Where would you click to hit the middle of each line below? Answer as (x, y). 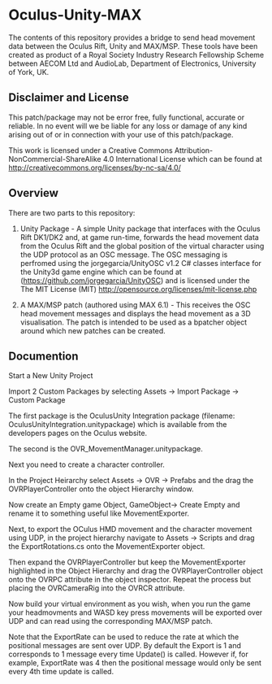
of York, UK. (29, 72)
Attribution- (194, 150)
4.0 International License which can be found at (182, 159)
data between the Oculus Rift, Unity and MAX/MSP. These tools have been (133, 46)
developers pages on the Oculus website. (78, 433)
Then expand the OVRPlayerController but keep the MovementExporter (127, 562)
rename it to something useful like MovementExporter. (99, 513)
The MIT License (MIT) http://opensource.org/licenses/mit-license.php (138, 289)
